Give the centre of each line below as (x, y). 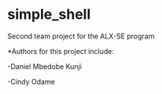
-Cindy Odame (31, 81)
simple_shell (49, 14)
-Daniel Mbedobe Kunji (44, 66)
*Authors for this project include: (61, 51)
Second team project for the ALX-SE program (81, 36)
